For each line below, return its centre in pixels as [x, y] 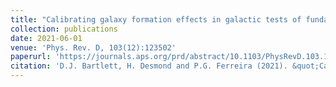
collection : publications [64, 29]
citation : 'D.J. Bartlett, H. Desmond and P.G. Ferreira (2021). [149, 66]
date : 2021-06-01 [46, 38]
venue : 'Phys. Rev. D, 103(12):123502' [93, 47]
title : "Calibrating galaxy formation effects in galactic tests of [156, 19]
